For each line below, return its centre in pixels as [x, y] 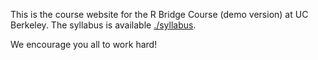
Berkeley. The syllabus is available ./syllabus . [103, 25]
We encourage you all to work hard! [84, 44]
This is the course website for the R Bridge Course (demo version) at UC [159, 14]
